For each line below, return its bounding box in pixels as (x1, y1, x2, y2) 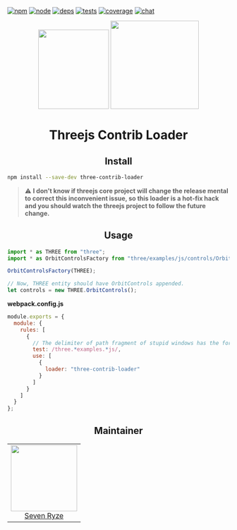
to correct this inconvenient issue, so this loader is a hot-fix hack (24, 194, 219, 203)
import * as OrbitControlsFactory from (7, 255, 125, 262)
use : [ (32, 353, 52, 360)
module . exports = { (7, 313, 65, 320)
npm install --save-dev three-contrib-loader (7, 174, 143, 181)
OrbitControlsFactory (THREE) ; (7, 267, 97, 275)
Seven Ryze (24, 511, 64, 520)
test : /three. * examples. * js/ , (32, 346, 121, 353)
